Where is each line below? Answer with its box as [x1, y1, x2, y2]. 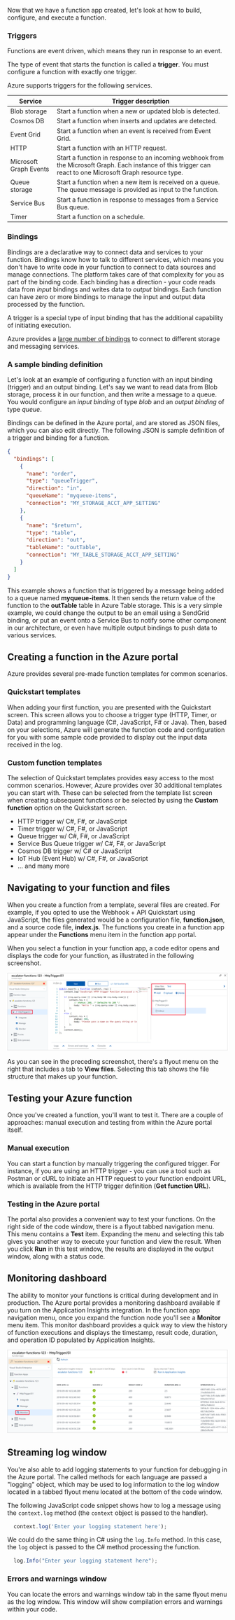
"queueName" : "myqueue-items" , [25, 492, 117, 499]
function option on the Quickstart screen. [7, 803, 127, 812]
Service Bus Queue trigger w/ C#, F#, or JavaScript [17, 840, 166, 848]
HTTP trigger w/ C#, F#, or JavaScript [17, 817, 127, 826]
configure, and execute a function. [7, 13, 107, 22]
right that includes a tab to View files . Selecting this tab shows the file [7, 1065, 210, 1073]
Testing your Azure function [7, 1092, 133, 1104]
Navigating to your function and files [7, 882, 171, 894]
